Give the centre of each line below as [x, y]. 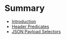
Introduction [24, 21]
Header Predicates [30, 26]
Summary [25, 8]
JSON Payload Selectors [36, 31]
